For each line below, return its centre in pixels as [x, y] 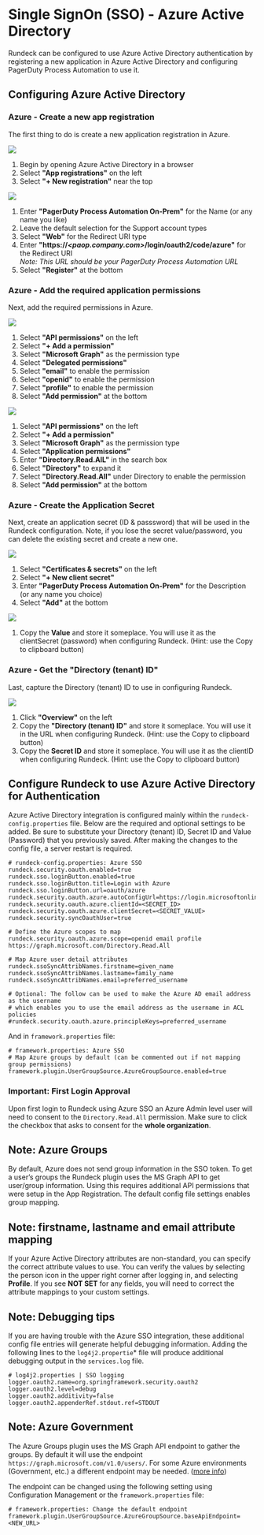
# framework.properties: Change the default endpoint [98, 1509]
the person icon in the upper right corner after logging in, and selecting [123, 1276]
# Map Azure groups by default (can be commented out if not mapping [125, 1058]
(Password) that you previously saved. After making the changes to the [123, 840]
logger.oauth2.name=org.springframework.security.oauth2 [103, 1382]
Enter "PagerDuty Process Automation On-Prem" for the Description [132, 586]
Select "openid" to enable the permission [87, 379]
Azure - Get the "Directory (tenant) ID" [83, 670]
